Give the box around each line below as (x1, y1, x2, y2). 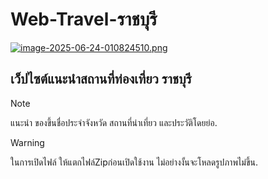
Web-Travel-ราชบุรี (10, 8, 158, 31)
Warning (10, 136, 45, 148)
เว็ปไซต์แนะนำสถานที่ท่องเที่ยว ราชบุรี (10, 71, 192, 88)
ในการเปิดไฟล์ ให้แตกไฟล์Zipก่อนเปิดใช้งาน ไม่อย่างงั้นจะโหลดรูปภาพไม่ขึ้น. (10, 156, 258, 168)
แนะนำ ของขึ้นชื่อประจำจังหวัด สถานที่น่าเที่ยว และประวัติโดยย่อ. (10, 116, 218, 128)
